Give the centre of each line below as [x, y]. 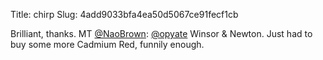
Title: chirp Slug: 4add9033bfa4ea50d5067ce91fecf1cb [124, 14]
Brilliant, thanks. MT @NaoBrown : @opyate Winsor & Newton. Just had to [161, 33]
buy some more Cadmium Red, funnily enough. [107, 44]
